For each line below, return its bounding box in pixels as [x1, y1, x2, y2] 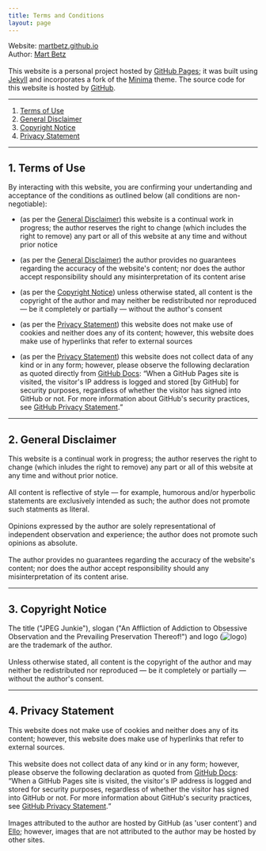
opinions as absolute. [8, 539, 78, 548]
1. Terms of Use [8, 161, 85, 174]
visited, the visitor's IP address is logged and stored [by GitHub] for [19, 378, 240, 387]
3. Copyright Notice [8, 602, 107, 615]
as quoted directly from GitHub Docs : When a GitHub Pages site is [19, 369, 239, 378]
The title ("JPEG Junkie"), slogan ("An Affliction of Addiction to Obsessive [8, 623, 248, 633]
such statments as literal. [8, 504, 89, 514]
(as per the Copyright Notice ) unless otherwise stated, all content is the [19, 287, 253, 297]
